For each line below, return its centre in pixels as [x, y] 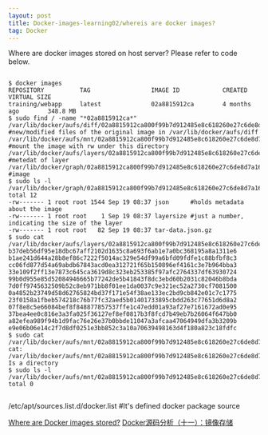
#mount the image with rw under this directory [89, 146]
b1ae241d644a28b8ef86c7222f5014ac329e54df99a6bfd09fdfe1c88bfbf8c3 [123, 258]
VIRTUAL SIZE [30, 98]
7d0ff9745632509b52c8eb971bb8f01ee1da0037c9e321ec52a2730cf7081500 [123, 286]
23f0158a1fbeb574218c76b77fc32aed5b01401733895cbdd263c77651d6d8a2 [123, 301]
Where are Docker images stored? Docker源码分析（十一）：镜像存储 [121, 423]
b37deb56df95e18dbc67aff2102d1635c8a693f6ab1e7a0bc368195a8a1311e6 [123, 251]
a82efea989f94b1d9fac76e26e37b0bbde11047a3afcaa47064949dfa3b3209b [123, 321]
